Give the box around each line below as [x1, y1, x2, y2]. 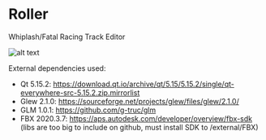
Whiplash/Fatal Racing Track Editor [8, 32, 126, 42]
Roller [8, 5, 49, 24]
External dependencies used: [8, 63, 106, 73]
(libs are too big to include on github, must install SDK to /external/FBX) [19, 122, 259, 132]
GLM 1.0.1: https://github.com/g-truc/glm [19, 105, 157, 115]
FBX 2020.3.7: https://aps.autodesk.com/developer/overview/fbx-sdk [19, 113, 253, 123]
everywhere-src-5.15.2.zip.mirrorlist [19, 87, 140, 98]
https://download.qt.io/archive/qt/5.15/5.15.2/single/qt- [52, 79, 235, 89]
